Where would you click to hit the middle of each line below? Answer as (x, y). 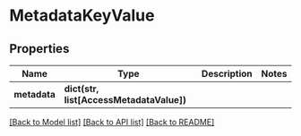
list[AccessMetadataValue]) (125, 100)
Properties (39, 49)
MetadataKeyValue (82, 16)
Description (227, 74)
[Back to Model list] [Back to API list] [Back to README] (112, 122)
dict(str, (82, 89)
